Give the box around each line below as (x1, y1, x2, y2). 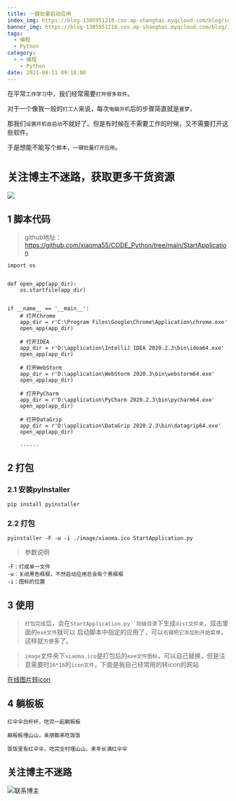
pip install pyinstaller (7, 500, 80, 508)
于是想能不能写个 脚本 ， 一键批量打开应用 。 (7, 143, 122, 151)
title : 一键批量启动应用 (7, 10, 72, 18)
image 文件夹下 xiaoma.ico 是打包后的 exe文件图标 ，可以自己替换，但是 (24, 651, 220, 660)
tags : (7, 30, 23, 37)
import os (7, 262, 37, 269)
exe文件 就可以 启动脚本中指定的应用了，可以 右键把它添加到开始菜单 (37, 628, 221, 637)
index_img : (7, 17, 39, 24)
